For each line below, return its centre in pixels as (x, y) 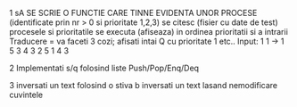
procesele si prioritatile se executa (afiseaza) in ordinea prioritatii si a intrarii (148, 32)
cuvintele (26, 95)
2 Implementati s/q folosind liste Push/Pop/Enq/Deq (104, 68)
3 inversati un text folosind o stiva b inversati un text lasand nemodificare (144, 85)
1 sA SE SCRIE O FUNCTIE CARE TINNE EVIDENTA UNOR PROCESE (133, 13)
